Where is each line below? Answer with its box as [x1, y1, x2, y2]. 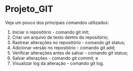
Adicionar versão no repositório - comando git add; [12, 45, 116, 50]
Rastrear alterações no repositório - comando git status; [12, 39, 126, 45]
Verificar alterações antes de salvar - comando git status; [12, 50, 128, 56]
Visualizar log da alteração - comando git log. [12, 60, 104, 66]
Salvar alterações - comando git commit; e [12, 55, 98, 61]
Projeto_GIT [5, 3, 54, 15]
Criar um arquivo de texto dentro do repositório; [12, 34, 109, 40]
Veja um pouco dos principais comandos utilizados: [5, 20, 109, 25]
